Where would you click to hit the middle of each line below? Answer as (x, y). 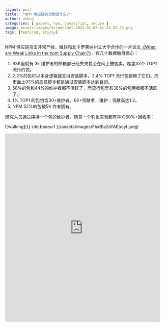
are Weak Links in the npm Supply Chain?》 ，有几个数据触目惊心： (72, 53)
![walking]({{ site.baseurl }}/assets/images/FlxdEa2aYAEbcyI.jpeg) (72, 126)
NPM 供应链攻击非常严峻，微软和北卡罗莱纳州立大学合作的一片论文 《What (81, 47)
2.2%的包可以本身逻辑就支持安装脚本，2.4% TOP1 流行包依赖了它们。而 (85, 76)
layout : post (18, 10)
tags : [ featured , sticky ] (31, 32)
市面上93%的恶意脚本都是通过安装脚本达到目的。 (62, 82)
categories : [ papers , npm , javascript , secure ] (57, 23)
